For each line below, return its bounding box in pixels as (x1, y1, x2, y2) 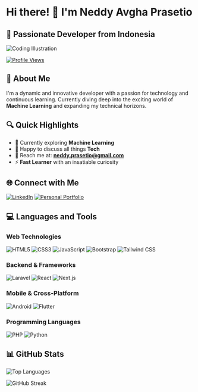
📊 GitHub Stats (6, 349, 64, 359)
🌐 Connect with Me (6, 178, 79, 188)
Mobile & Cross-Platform (6, 289, 79, 297)
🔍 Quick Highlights (6, 120, 79, 130)
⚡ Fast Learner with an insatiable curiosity (14, 158, 119, 166)
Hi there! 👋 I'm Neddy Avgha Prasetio (6, 5, 193, 19)
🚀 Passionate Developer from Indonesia (6, 29, 156, 39)
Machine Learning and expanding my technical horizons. (6, 102, 147, 109)
